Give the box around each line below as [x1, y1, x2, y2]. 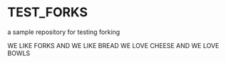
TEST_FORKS [7, 4, 88, 21]
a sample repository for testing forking [7, 28, 120, 36]
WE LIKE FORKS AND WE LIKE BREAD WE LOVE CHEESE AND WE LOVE [7, 41, 220, 50]
